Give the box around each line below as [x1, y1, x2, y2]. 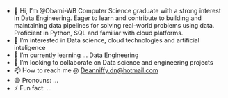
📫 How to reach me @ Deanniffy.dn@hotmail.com [13, 66, 158, 74]
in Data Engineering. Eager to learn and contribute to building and [13, 14, 202, 22]
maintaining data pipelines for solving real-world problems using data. [13, 22, 215, 29]
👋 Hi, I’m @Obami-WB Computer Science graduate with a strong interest [13, 7, 221, 15]
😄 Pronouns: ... [13, 76, 59, 84]
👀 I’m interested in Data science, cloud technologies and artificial [13, 36, 200, 44]
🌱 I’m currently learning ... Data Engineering [13, 51, 139, 59]
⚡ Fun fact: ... [13, 84, 52, 92]
